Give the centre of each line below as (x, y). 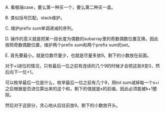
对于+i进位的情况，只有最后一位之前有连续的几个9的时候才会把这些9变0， (80, 66)
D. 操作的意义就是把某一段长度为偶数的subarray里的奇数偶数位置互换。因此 (82, 39)
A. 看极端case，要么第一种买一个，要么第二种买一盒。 (61, 7)
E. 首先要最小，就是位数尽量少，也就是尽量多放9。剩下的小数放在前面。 (78, 55)
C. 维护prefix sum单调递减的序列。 (41, 28)
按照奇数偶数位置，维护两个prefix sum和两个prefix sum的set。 (69, 45)
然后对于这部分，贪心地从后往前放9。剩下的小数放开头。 (63, 105)
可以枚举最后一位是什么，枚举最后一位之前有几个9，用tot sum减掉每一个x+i (82, 82)
